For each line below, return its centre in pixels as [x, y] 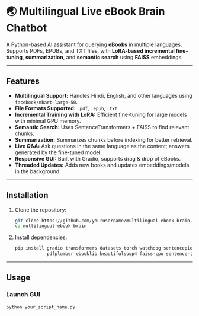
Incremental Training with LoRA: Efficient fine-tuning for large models [101, 114]
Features [23, 82]
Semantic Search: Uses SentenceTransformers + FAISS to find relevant [102, 127]
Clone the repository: [41, 210]
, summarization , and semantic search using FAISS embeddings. [103, 57]
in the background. [38, 171]
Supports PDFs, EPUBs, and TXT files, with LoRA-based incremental [90, 50]
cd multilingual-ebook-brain [51, 226]
